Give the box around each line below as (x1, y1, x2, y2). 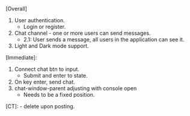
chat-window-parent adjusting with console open (14, 85, 137, 92)
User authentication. (14, 17, 66, 23)
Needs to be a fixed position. (23, 91, 95, 98)
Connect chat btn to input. (14, 66, 79, 73)
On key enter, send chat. (14, 78, 76, 85)
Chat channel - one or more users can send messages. (14, 29, 151, 37)
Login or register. (23, 23, 66, 30)
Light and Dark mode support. (14, 42, 89, 49)
